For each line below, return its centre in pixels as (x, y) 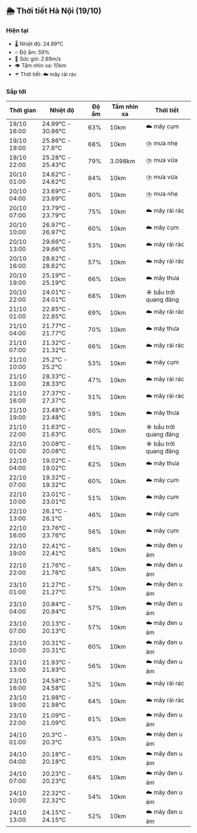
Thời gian (23, 110)
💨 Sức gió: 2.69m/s (38, 59)
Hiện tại (17, 30)
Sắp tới (16, 91)
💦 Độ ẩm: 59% (32, 52)
